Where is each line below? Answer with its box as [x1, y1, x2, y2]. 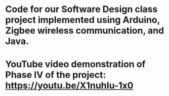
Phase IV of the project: [5, 69, 106, 81]
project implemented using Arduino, [5, 14, 160, 26]
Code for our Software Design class [5, 4, 158, 15]
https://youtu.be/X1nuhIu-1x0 [5, 80, 134, 91]
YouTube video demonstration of [5, 59, 146, 70]
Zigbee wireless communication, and [5, 25, 164, 36]
